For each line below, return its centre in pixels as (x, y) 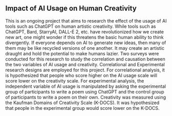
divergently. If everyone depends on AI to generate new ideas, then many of (86, 43)
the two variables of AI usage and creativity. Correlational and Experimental (85, 64)
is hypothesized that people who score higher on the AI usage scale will (81, 75)
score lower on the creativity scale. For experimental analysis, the (75, 81)
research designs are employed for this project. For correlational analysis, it (85, 70)
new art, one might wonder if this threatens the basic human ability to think (84, 37)
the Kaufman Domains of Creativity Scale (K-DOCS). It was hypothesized (82, 103)
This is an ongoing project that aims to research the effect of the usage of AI (86, 21)
